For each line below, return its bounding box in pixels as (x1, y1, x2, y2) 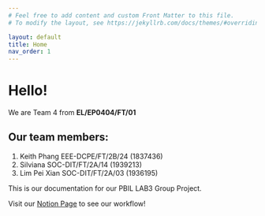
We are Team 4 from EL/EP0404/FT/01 (8, 108, 136, 117)
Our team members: (8, 131, 109, 144)
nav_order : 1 (8, 48, 51, 56)
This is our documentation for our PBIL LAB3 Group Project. (8, 183, 203, 193)
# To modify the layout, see (8, 19, 104, 27)
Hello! (8, 82, 48, 99)
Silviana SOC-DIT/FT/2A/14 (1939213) (19, 159, 143, 169)
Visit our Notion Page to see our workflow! (8, 199, 146, 208)
